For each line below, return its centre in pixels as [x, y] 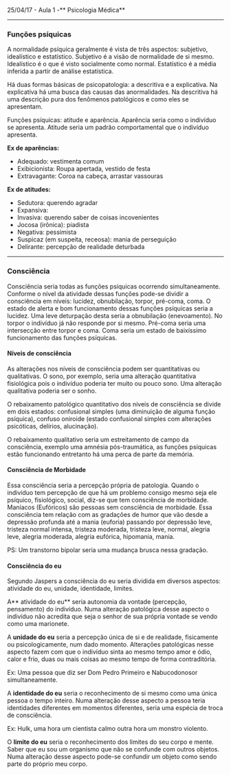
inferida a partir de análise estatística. [60, 71]
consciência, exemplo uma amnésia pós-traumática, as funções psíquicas [112, 447]
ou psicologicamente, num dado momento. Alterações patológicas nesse [111, 645]
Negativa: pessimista [47, 232]
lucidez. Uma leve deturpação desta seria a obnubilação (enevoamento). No [115, 315]
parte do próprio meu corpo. [47, 764]
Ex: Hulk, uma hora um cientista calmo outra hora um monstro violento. [108, 729]
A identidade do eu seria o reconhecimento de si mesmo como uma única [112, 694]
